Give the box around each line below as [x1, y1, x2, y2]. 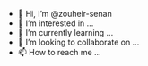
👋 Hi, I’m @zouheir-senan [17, 9, 112, 19]
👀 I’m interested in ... [17, 18, 94, 29]
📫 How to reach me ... [17, 47, 101, 57]
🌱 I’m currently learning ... [17, 28, 114, 37]
